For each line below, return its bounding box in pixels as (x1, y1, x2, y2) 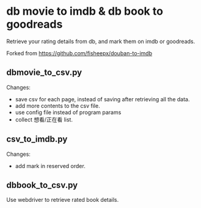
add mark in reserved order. (15, 162, 86, 169)
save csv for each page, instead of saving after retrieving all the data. (15, 95, 190, 102)
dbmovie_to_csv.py (6, 67, 82, 78)
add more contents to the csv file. (15, 102, 100, 109)
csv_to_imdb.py (6, 134, 68, 145)
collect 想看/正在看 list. (15, 115, 73, 123)
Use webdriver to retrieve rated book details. (6, 196, 119, 204)
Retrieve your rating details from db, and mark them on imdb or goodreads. (6, 37, 196, 45)
